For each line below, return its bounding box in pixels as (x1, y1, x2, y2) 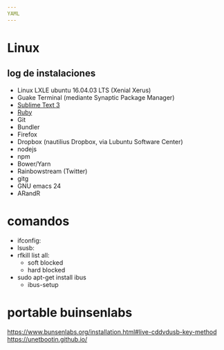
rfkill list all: (17, 251, 50, 259)
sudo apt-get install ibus (17, 273, 86, 281)
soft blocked (27, 258, 64, 267)
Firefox (17, 130, 38, 139)
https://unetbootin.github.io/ (7, 335, 88, 343)
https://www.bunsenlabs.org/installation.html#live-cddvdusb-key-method (7, 327, 217, 336)
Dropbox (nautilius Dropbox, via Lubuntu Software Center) (17, 137, 183, 146)
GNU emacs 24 (17, 182, 62, 190)
